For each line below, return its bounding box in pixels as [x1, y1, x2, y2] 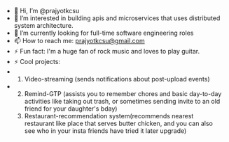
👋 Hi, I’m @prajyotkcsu [13, 7, 80, 15]
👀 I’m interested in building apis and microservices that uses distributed [13, 14, 221, 22]
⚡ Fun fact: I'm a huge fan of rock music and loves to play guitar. [13, 47, 200, 55]
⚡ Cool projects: [13, 58, 61, 65]
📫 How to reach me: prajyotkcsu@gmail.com [13, 37, 145, 45]
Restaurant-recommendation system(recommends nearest [24, 112, 194, 120]
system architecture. [13, 22, 74, 29]
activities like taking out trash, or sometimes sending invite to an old [24, 97, 221, 105]
